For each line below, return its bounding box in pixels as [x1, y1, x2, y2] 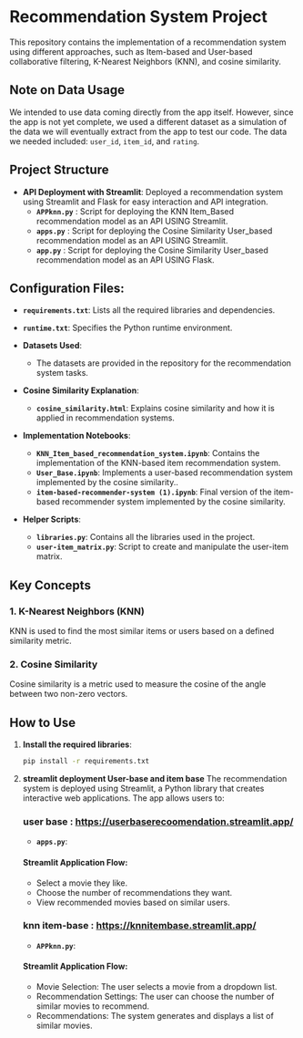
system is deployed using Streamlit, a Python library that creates [22, 783, 265, 794]
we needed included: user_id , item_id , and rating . [9, 135, 200, 147]
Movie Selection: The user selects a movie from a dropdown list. [35, 981, 278, 992]
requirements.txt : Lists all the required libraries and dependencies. [22, 305, 276, 316]
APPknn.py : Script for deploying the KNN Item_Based [35, 205, 235, 216]
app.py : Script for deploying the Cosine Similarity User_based [35, 244, 268, 255]
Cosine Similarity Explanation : [22, 385, 139, 396]
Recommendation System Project [9, 6, 268, 27]
